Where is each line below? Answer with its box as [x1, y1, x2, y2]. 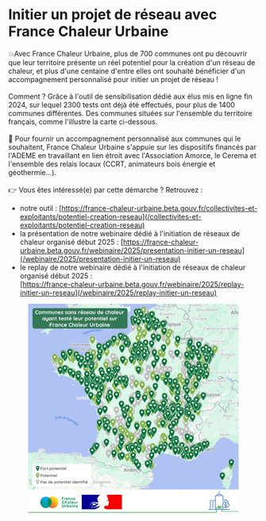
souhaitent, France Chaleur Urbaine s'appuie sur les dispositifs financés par [8, 142, 256, 152]
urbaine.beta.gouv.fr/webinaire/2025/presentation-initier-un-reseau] [19, 245, 245, 255]
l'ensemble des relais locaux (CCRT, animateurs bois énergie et [8, 159, 216, 169]
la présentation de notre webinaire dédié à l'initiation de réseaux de [19, 228, 241, 238]
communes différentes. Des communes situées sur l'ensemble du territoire [8, 108, 253, 118]
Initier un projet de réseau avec [8, 6, 218, 24]
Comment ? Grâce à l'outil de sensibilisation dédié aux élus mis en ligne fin [8, 91, 253, 101]
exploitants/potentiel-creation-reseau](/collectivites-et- [19, 212, 202, 221]
